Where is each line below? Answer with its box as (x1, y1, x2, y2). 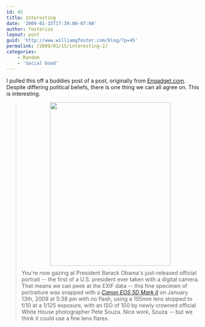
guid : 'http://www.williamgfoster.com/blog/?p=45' (6, 37, 138, 43)
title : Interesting (6, 15, 56, 21)
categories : (6, 49, 37, 55)
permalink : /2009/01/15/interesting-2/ (6, 43, 108, 50)
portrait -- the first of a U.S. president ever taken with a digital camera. (21, 276, 199, 283)
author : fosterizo (6, 26, 53, 32)
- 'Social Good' (17, 60, 59, 66)
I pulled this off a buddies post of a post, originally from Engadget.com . (6, 77, 186, 84)
